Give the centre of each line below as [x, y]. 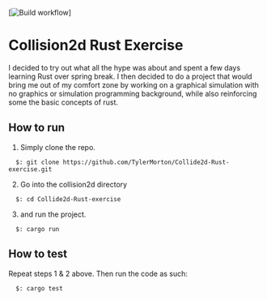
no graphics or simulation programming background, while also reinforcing [133, 93]
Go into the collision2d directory [74, 184]
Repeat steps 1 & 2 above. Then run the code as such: [98, 273]
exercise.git [30, 169]
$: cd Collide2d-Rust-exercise [68, 199]
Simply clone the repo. [57, 147]
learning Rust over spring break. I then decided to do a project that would [130, 76]
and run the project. [53, 214]
